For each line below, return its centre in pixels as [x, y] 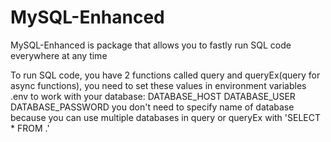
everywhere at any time [59, 55]
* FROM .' [30, 128]
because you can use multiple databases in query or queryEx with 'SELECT [166, 117]
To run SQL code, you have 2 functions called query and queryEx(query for [165, 75]
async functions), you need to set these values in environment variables [158, 85]
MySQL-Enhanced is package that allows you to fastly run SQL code [151, 45]
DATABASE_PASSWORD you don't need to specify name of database [152, 107]
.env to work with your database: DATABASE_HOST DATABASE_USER [153, 96]
